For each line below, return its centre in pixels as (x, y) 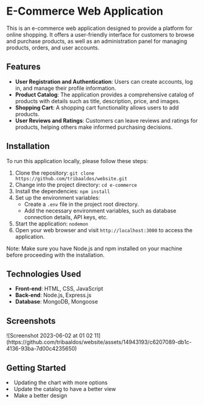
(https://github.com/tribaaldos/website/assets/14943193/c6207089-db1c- (99, 342)
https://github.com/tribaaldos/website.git (71, 178)
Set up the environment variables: (58, 197)
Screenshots (31, 321)
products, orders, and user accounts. (53, 48)
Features (23, 67)
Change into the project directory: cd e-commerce (76, 184)
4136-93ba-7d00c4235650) (42, 349)
